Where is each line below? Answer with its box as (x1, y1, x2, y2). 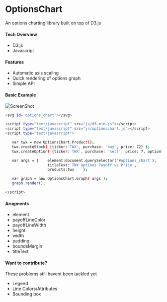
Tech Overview (5, 31, 37, 37)
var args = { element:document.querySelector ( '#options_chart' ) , (11, 158, 157, 163)
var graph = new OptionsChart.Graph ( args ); (11, 176, 108, 181)
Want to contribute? (5, 260, 47, 266)
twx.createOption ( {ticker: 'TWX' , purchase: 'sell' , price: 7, (11, 149, 146, 154)
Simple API (12, 80, 35, 86)
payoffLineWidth (12, 222, 46, 228)
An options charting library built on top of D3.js (5, 20, 101, 26)
